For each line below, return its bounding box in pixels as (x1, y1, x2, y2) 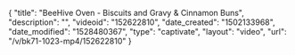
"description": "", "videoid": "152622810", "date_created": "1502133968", (8, 17, 275, 27)
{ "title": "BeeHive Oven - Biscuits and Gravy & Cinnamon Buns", (8, 8, 244, 18)
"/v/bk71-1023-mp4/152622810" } (8, 35, 132, 46)
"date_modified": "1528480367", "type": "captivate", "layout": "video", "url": (8, 27, 287, 36)
